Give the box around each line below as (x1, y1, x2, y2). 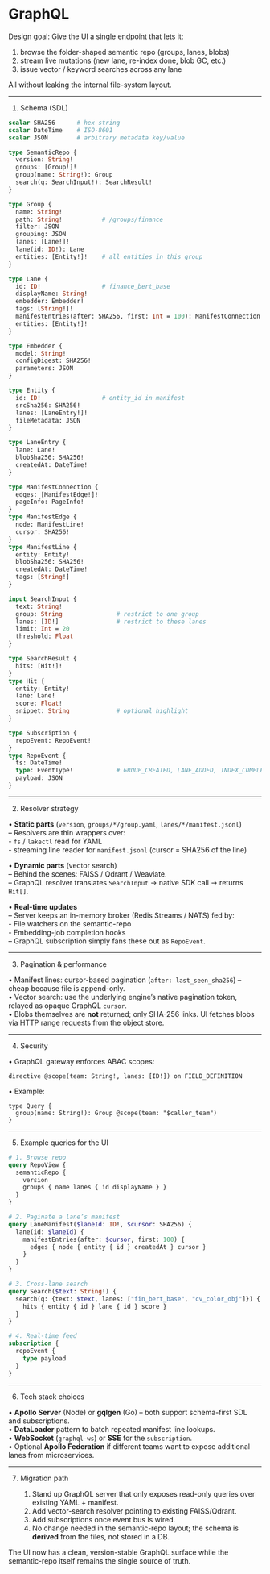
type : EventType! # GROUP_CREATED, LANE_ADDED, (15, 767, 218, 775)
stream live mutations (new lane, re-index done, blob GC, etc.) (19, 56, 227, 65)
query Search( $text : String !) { (8, 1287, 117, 1295)
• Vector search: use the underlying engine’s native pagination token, (8, 992, 237, 1001)
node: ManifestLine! (15, 521, 84, 529)
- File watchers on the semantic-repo (8, 918, 132, 928)
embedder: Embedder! (15, 298, 84, 306)
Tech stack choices (19, 1392, 85, 1401)
